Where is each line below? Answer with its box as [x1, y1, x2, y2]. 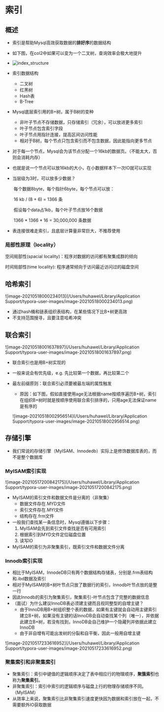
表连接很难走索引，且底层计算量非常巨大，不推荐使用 [12, 228, 121, 233]
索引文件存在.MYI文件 [19, 507, 64, 513]
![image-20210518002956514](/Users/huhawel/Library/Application [12, 413, 148, 419]
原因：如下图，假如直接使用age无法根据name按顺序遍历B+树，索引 [19, 391, 157, 397]
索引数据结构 [12, 70, 38, 76]
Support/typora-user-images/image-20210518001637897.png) [5, 349, 132, 355]
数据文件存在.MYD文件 [19, 501, 66, 507]
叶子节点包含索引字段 [19, 125, 63, 131]
